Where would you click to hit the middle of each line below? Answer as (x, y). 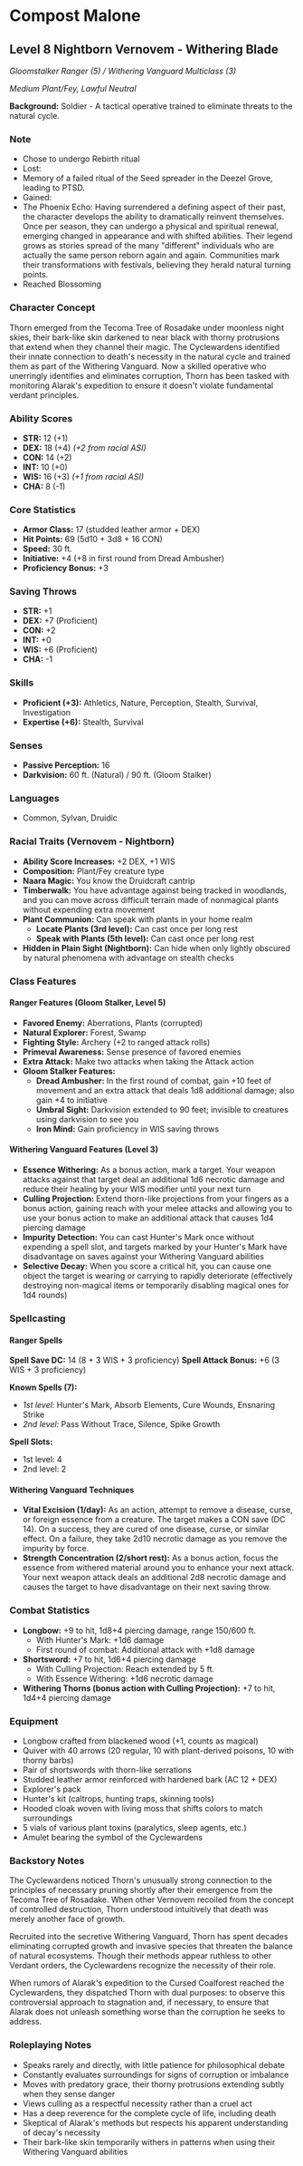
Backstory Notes (47, 1860)
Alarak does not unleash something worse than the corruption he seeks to (147, 2012)
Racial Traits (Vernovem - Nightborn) (92, 841)
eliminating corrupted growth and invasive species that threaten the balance (151, 1947)
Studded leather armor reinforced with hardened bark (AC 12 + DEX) (150, 1779)
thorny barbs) (48, 1760)
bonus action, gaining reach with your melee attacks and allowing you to (157, 1208)
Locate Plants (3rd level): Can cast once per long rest (137, 928)
